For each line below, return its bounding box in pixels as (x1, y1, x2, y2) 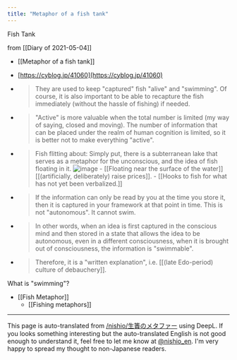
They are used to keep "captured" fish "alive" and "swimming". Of (35, 84, 227, 92)
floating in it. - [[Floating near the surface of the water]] (35, 164, 224, 173)
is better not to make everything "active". (35, 136, 154, 144)
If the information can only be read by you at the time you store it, (35, 193, 226, 201)
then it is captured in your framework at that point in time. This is (35, 200, 224, 209)
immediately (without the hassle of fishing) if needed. (35, 100, 190, 108)
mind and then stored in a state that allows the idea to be (35, 229, 201, 237)
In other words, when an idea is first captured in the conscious (35, 222, 217, 230)
